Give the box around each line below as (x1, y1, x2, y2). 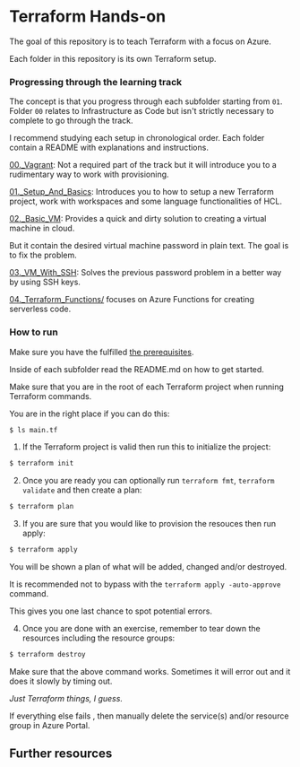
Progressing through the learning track (9, 75, 182, 88)
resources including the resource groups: (21, 632, 176, 643)
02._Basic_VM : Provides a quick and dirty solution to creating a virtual (9, 214, 267, 224)
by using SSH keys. (9, 276, 81, 288)
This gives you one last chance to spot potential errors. (9, 606, 213, 616)
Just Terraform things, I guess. (9, 693, 124, 703)
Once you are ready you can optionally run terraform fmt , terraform (21, 475, 275, 486)
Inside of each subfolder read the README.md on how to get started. (9, 363, 264, 374)
